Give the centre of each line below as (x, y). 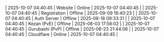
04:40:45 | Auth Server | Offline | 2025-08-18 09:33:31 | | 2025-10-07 (83, 18)
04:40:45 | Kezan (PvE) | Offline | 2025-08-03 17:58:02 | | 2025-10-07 (78, 23)
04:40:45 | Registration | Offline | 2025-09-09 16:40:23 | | (78, 13)
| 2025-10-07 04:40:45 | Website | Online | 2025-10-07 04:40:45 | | (75, 8)
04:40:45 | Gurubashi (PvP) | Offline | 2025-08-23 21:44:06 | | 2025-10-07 (82, 29)
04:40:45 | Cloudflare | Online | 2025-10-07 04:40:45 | (62, 34)
